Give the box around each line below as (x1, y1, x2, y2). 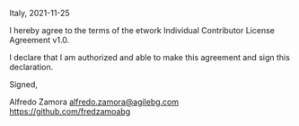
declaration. (9, 62, 54, 72)
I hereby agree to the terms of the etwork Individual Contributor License (9, 25, 276, 35)
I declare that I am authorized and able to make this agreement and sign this (9, 52, 290, 62)
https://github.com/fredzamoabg (9, 106, 131, 116)
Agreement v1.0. (9, 35, 70, 45)
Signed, (9, 79, 38, 89)
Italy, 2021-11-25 (9, 8, 70, 18)
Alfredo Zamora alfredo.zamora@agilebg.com (9, 96, 180, 107)
